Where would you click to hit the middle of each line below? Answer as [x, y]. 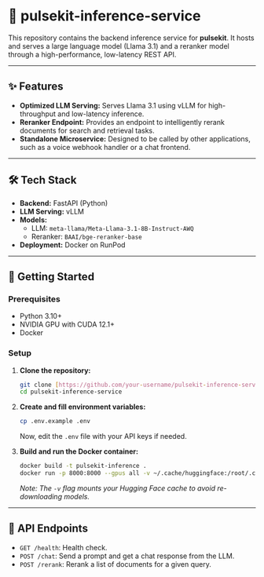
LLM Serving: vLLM [52, 211]
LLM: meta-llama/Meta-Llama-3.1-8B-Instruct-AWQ [112, 228]
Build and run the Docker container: [79, 451]
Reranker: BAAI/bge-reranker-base [87, 236]
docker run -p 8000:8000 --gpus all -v [85, 473]
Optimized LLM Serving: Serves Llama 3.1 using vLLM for [113, 105]
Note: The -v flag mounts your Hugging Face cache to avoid [117, 488]
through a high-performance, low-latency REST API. [92, 54]
